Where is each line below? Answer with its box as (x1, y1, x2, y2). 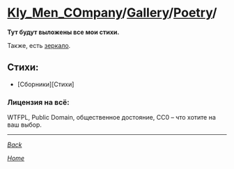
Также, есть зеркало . (7, 41, 71, 49)
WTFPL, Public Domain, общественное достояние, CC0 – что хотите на (7, 113, 216, 122)
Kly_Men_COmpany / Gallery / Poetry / (7, 5, 217, 21)
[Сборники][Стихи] (17, 80, 75, 88)
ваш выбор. (7, 120, 42, 129)
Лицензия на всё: (7, 97, 70, 107)
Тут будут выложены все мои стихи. (7, 28, 120, 36)
